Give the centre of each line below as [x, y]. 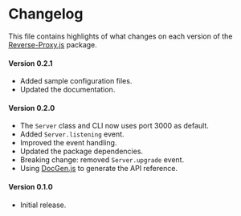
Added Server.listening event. [72, 134]
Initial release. [43, 205]
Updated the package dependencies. [81, 151]
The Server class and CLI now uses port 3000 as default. [114, 126]
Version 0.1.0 [31, 186]
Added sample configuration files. [76, 81]
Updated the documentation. [67, 90]
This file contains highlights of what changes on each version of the [120, 36]
